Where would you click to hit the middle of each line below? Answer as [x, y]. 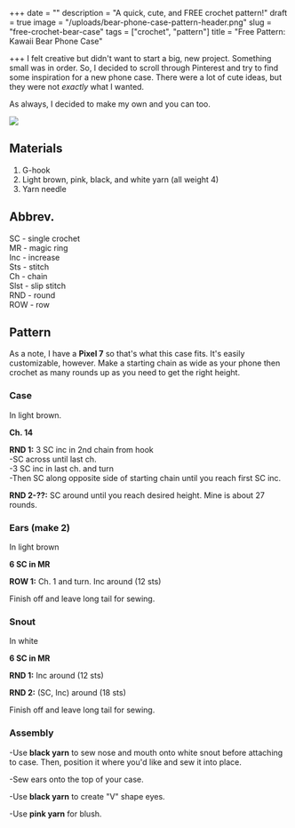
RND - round [32, 295]
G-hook [36, 170]
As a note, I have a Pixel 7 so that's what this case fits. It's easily [127, 354]
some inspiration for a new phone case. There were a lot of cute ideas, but [146, 77]
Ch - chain [28, 276]
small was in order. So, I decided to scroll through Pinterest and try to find [144, 68]
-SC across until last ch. [53, 459]
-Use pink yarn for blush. [56, 814]
